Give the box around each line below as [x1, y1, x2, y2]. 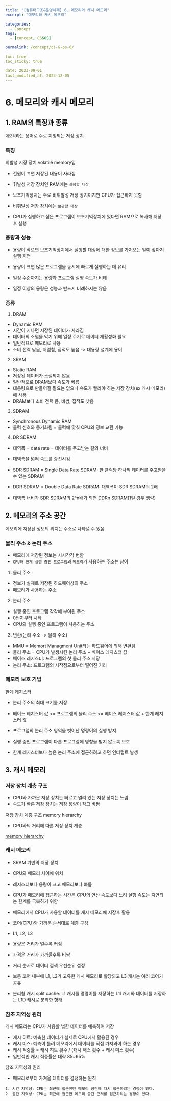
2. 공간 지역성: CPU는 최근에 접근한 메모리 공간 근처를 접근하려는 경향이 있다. [5, 1091, 152, 1096]
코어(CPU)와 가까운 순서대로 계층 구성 [12, 920, 88, 926]
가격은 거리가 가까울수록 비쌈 [12, 951, 70, 958]
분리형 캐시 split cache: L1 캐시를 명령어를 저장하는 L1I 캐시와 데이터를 [12, 990, 153, 996]
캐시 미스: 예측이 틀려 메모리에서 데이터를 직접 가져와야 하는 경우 [12, 1040, 141, 1046]
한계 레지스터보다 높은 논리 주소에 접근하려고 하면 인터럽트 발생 [12, 749, 138, 755]
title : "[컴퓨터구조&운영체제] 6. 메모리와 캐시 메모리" [5, 7, 110, 13]
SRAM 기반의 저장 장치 [12, 859, 59, 865]
